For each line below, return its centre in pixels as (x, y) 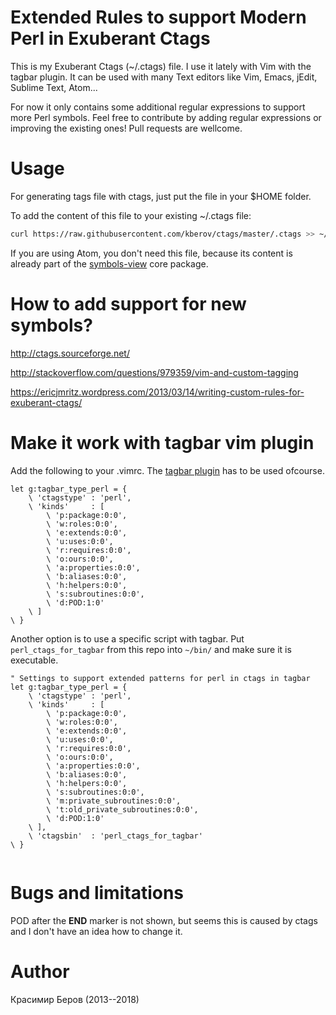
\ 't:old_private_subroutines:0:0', (122, 809)
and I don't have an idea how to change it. (96, 931)
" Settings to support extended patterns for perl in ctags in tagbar (160, 678)
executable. (34, 660)
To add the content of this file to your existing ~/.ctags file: (131, 215)
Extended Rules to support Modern (158, 17)
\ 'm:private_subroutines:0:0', (114, 801)
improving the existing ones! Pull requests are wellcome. (126, 128)
